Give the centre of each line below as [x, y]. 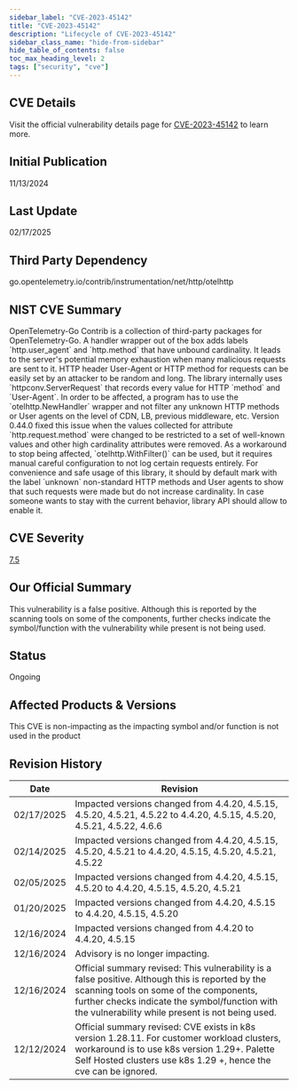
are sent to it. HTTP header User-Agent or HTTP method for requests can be [149, 369]
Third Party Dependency [78, 260]
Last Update [43, 211]
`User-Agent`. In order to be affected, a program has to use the [124, 397]
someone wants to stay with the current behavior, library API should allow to [148, 501]
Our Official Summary [71, 588]
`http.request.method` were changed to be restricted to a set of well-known [147, 434]
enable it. [26, 510]
